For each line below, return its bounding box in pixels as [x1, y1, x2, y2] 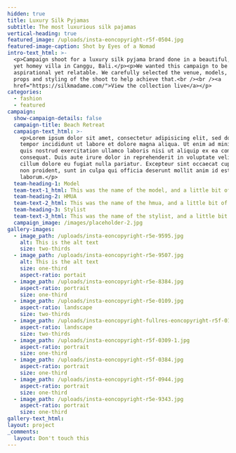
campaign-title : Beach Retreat [13, 121, 105, 129]
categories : [7, 88, 42, 96]
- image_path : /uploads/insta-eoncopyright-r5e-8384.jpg [13, 278, 184, 285]
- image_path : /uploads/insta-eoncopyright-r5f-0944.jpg [13, 376, 184, 383]
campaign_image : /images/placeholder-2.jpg [13, 219, 143, 226]
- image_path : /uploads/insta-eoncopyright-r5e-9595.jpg [13, 232, 184, 239]
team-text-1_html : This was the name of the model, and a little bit [13, 187, 221, 194]
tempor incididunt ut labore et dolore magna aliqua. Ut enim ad [20, 141, 216, 148]
